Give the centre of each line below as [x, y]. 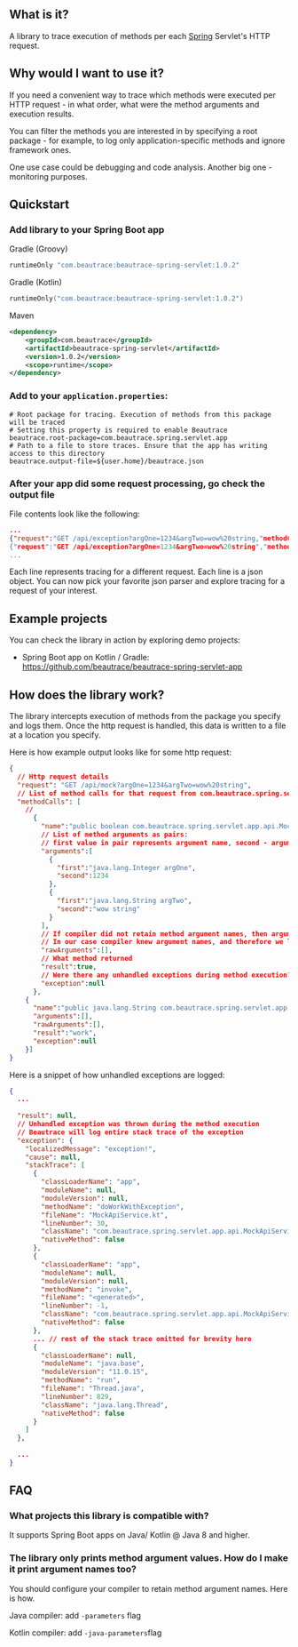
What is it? [39, 15]
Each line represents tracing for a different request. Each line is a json [136, 572]
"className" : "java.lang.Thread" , [105, 1405]
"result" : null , [47, 1116]
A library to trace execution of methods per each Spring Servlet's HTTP [140, 36]
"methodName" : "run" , [81, 1380]
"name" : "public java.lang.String [94, 1008]
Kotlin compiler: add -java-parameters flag [86, 1632]
